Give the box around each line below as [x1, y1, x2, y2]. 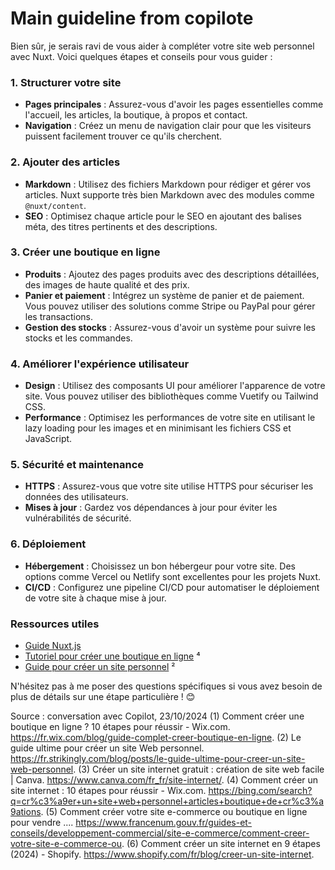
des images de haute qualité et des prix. [24, 278, 190, 291]
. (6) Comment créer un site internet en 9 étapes [121, 838, 321, 850]
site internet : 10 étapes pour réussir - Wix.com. [10, 785, 207, 797]
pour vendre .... [10, 817, 74, 829]
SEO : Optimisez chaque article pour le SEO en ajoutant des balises [24, 210, 302, 222]
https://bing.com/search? [208, 785, 313, 797]
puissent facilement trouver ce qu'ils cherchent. [24, 130, 223, 142]
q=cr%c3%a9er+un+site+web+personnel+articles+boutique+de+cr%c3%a [10, 795, 325, 807]
